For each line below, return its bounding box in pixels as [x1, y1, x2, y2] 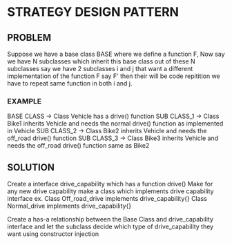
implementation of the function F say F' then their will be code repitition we [7, 72, 221, 80]
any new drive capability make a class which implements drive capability [7, 187, 214, 195]
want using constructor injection [7, 230, 99, 238]
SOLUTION [7, 161, 55, 173]
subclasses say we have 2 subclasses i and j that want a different [7, 65, 193, 72]
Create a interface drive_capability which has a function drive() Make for [7, 180, 213, 188]
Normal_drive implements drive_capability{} [7, 202, 132, 210]
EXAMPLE [7, 96, 42, 106]
